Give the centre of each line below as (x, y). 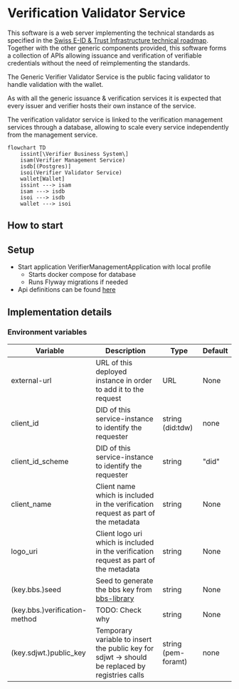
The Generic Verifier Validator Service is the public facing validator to (109, 77)
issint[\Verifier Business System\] (75, 154)
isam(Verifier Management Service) (73, 160)
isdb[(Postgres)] (46, 166)
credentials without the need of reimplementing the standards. (99, 63)
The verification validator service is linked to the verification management (115, 120)
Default (215, 350)
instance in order (124, 380)
